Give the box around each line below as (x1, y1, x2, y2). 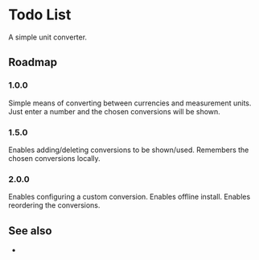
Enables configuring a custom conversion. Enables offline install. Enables (8, 192, 251, 202)
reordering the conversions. (8, 200, 101, 210)
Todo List (8, 6, 72, 24)
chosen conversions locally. (8, 153, 101, 163)
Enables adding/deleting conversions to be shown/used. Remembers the (8, 145, 249, 155)
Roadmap (8, 56, 58, 69)
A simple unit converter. (8, 32, 87, 42)
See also (8, 224, 52, 237)
